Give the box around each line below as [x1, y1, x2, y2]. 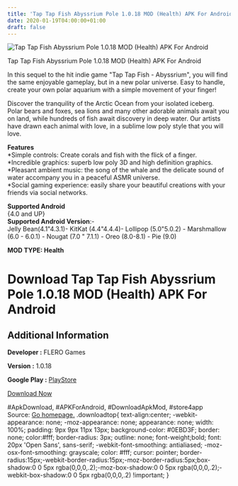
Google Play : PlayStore [7, 375, 76, 384]
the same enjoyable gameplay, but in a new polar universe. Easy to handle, [7, 78, 225, 87]
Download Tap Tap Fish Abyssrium [7, 271, 216, 287]
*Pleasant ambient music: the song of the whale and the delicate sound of [7, 166, 225, 175]
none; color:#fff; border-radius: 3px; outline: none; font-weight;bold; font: [7, 433, 222, 442]
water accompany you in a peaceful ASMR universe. [7, 173, 161, 182]
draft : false [7, 23, 46, 31]
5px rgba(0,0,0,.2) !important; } [79, 471, 169, 480]
